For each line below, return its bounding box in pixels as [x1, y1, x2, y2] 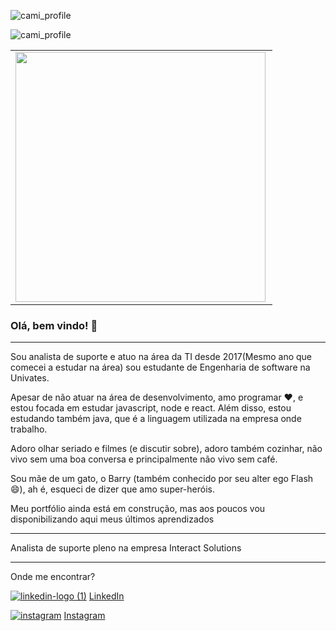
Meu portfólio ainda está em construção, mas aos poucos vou [10, 503, 266, 515]
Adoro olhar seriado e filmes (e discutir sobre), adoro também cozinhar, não [10, 443, 323, 455]
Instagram [63, 610, 106, 622]
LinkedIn [88, 590, 125, 602]
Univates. [10, 372, 50, 384]
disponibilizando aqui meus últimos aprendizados [10, 513, 215, 525]
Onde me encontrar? [10, 571, 96, 583]
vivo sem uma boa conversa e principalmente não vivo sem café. [10, 453, 278, 465]
